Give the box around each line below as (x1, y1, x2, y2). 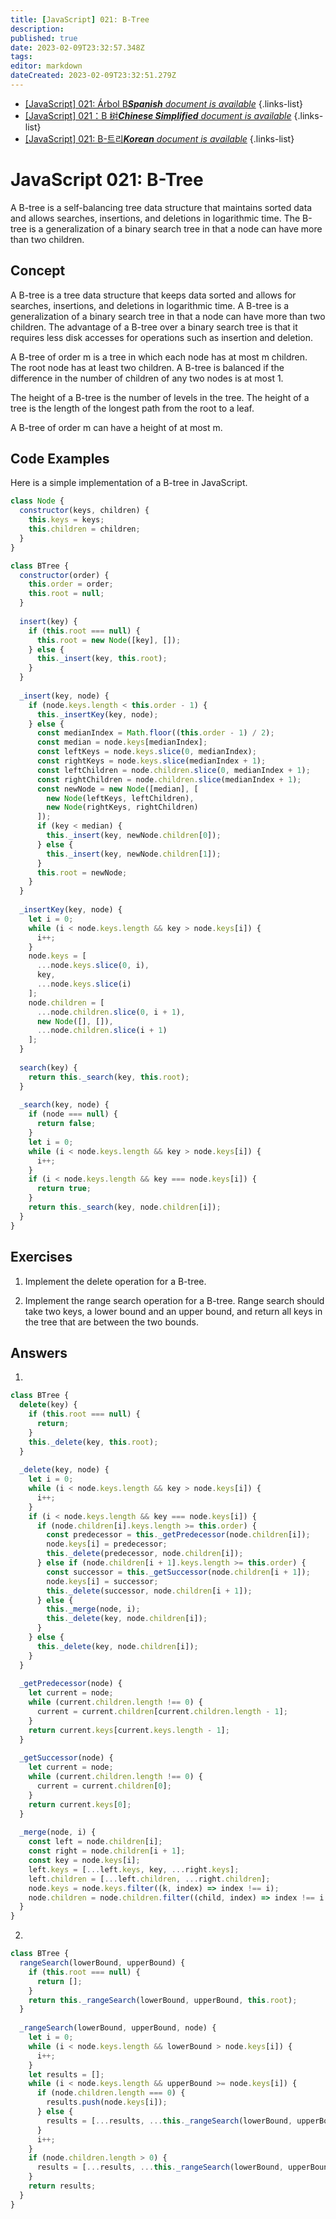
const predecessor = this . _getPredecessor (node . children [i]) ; (46, 1530, 311, 1540)
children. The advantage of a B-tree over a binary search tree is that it (10, 321, 298, 333)
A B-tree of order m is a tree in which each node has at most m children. (10, 351, 308, 363)
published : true (10, 33, 78, 43)
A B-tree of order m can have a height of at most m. (10, 421, 223, 433)
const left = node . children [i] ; (28, 1837, 163, 1847)
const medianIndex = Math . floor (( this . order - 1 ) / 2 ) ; (36, 728, 275, 738)
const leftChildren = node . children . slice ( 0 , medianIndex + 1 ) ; (36, 765, 311, 775)
